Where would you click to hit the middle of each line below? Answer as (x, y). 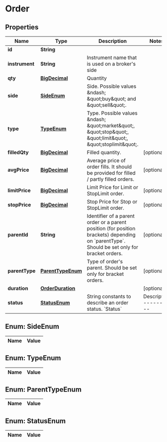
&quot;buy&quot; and (112, 99)
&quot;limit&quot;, (107, 138)
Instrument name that (112, 58)
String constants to (109, 296)
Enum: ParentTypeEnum (43, 390)
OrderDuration (58, 288)
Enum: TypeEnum (33, 358)
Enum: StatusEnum (36, 421)
